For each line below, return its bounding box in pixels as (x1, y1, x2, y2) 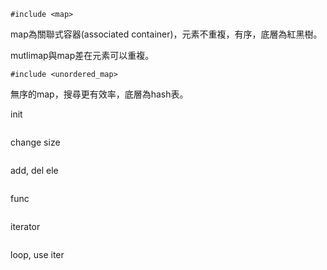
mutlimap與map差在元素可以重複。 (10, 50, 155, 61)
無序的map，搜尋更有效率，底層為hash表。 (10, 88, 189, 100)
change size (10, 136, 61, 148)
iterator (10, 221, 41, 232)
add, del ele (10, 165, 59, 176)
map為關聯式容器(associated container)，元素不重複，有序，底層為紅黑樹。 (10, 28, 323, 40)
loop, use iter (10, 249, 65, 260)
